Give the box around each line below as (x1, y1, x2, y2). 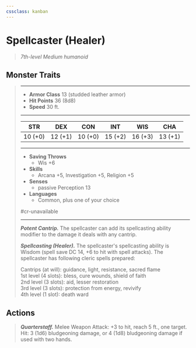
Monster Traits (6, 70, 61, 80)
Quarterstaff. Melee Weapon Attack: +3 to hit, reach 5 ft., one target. (20, 323, 187, 330)
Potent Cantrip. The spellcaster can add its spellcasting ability (20, 225, 171, 232)
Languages (29, 191, 57, 198)
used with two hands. (20, 336, 72, 343)
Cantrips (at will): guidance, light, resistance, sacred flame (20, 266, 161, 273)
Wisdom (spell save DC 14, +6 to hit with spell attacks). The (20, 249, 163, 256)
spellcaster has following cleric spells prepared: (20, 255, 135, 262)
